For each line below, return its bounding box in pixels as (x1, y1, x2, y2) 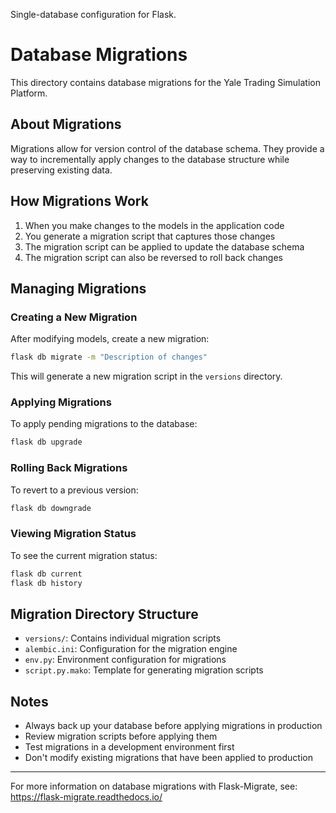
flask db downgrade (10, 503, 92, 513)
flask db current (10, 569, 83, 579)
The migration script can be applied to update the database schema (24, 240, 305, 253)
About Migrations (10, 116, 122, 133)
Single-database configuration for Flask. (10, 9, 177, 20)
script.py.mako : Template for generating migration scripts (24, 664, 264, 676)
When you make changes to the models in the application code (24, 219, 285, 231)
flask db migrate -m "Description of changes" (10, 352, 208, 363)
